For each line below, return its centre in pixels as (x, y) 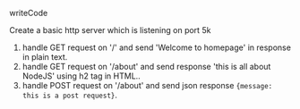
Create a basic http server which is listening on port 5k (110, 30)
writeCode (29, 13)
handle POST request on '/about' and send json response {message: (147, 85)
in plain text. (45, 57)
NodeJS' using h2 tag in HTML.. (81, 76)
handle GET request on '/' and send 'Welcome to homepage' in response (156, 47)
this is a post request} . (70, 95)
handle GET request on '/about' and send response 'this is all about (146, 67)
